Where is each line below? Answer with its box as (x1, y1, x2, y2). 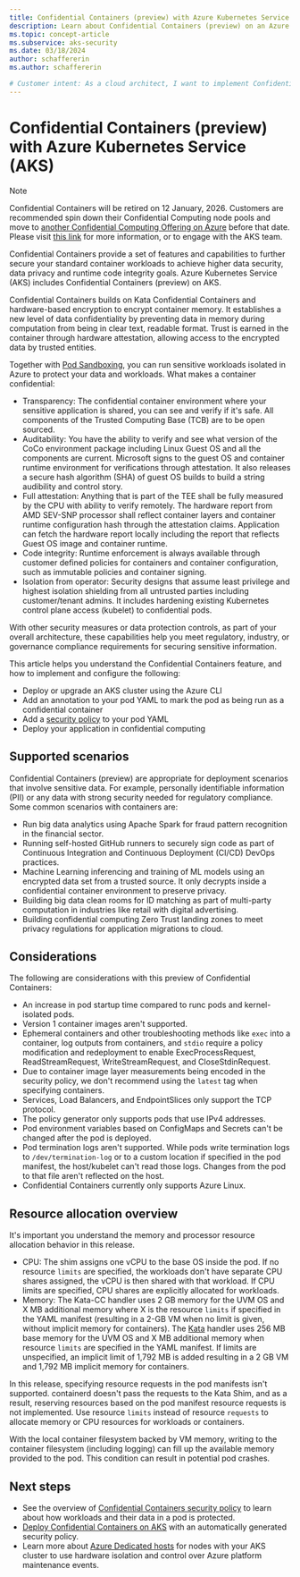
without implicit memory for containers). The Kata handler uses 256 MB (21, 1323, 286, 1334)
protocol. (21, 1104, 56, 1115)
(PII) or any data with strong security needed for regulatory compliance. (9, 792, 273, 802)
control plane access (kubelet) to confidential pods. (21, 605, 212, 615)
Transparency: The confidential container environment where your (21, 395, 267, 406)
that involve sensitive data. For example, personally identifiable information (9, 782, 285, 793)
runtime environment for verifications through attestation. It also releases (21, 462, 291, 472)
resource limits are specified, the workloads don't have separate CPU (21, 1267, 283, 1277)
